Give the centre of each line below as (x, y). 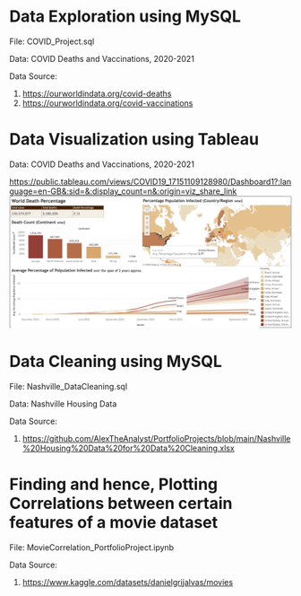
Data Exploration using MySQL (125, 17)
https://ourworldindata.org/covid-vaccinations (107, 103)
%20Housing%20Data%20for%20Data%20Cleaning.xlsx (128, 448)
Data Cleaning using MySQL (116, 361)
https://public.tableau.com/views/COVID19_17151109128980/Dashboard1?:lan (150, 181)
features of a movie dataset (114, 522)
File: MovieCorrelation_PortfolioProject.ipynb (92, 547)
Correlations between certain (121, 503)
